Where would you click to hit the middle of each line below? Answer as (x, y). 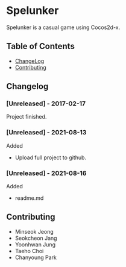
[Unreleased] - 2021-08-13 (46, 133)
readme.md (29, 198)
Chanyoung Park (36, 257)
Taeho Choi (29, 251)
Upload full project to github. (50, 157)
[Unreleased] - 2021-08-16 (46, 173)
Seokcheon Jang (36, 238)
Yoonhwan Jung (35, 244)
